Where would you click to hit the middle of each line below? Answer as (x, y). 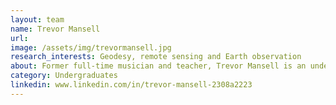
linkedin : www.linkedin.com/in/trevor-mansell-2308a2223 (131, 85)
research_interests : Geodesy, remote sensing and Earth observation (156, 57)
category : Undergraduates (64, 76)
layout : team (37, 19)
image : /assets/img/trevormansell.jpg (91, 47)
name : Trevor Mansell (55, 29)
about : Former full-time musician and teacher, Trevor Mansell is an (158, 66)
